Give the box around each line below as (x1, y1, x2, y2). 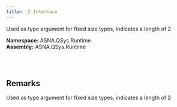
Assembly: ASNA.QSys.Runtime (6, 43, 86, 50)
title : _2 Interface (6, 8, 58, 15)
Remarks (6, 78, 41, 88)
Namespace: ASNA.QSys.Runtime (6, 36, 91, 44)
